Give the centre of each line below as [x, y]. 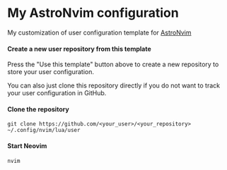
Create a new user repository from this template [80, 49]
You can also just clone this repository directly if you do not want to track [114, 85]
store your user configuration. [51, 72]
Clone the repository [38, 109]
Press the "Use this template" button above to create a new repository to [113, 64]
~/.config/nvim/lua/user [44, 130]
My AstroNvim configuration [93, 13]
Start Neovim [27, 145]
